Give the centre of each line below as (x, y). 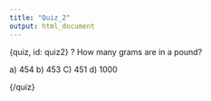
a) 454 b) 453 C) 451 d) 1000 (63, 69)
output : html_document (52, 26)
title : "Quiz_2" (40, 18)
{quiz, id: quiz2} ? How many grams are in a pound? (106, 51)
